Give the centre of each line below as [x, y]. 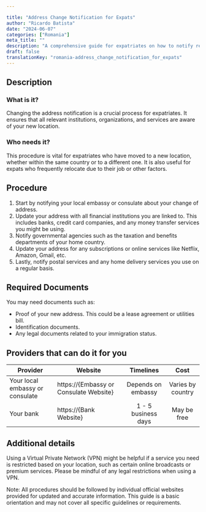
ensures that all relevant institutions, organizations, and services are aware [101, 120]
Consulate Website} [86, 392]
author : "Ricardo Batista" [41, 23]
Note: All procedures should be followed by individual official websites [95, 489]
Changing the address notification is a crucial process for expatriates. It [97, 113]
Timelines [144, 371]
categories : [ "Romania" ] [38, 34]
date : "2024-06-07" [31, 29]
